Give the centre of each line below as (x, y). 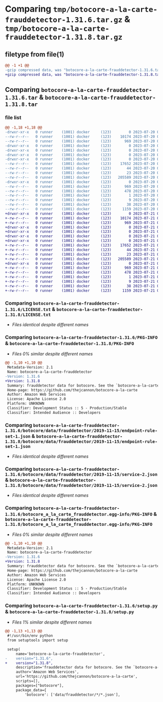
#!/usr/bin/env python (30, 636)
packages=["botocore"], (40, 685)
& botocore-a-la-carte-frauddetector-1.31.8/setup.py (70, 612)
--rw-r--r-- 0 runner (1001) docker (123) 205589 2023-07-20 (80, 177)
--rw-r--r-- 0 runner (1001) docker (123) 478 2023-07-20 (80, 191)
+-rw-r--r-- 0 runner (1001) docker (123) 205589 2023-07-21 (80, 259)
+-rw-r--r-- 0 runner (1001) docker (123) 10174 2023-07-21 (80, 218)
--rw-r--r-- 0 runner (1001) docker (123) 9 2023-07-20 (80, 200)
